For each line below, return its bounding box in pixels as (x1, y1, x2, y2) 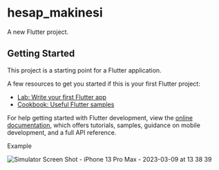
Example (7, 142, 32, 150)
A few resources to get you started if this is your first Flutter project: (7, 79, 200, 88)
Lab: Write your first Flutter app (17, 93, 107, 101)
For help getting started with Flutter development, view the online (7, 113, 193, 122)
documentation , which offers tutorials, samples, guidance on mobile (7, 121, 200, 129)
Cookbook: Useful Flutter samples (17, 100, 115, 108)
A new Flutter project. (7, 28, 69, 36)
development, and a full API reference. (7, 128, 117, 136)
